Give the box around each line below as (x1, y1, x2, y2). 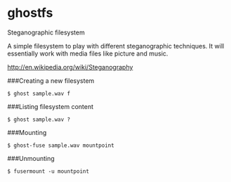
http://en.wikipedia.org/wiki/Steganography (7, 63, 133, 71)
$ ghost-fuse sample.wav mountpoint (7, 142, 114, 149)
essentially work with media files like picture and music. (7, 49, 169, 58)
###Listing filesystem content (7, 102, 93, 110)
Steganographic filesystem (7, 28, 86, 37)
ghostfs (7, 5, 53, 21)
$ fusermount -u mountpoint (7, 167, 90, 175)
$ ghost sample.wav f (7, 90, 71, 97)
